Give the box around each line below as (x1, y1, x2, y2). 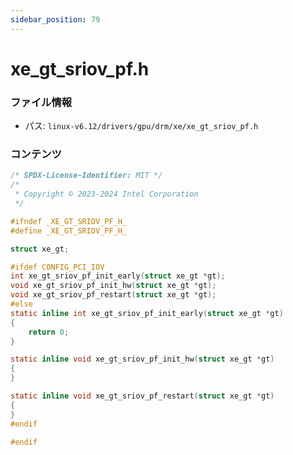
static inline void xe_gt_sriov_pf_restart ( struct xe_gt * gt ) (10, 391, 275, 401)
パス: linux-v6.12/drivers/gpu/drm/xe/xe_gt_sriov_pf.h (24, 120, 259, 132)
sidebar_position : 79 (10, 14, 101, 25)
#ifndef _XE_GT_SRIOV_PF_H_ (10, 216, 128, 226)
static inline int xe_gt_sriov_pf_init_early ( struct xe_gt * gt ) (10, 308, 284, 318)
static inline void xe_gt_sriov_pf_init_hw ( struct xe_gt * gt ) (10, 354, 275, 365)
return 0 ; (28, 327, 70, 337)
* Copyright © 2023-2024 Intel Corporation (14, 189, 199, 200)
